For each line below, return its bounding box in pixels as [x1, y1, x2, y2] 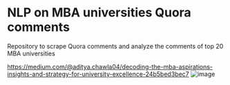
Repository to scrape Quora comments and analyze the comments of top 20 [7, 42, 224, 50]
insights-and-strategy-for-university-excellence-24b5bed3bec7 [7, 70, 189, 78]
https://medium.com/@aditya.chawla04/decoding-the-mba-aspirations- [7, 62, 213, 71]
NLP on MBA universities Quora [7, 5, 191, 21]
